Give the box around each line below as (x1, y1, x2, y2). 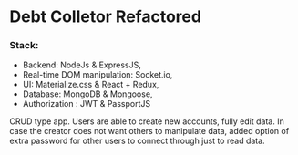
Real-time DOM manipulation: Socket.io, (22, 69, 173, 80)
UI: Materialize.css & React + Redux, (22, 79, 159, 90)
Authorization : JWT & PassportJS (22, 98, 151, 109)
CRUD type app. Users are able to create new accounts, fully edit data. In (9, 116, 284, 127)
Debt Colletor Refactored (9, 6, 202, 27)
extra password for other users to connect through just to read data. (9, 135, 266, 147)
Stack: (9, 39, 39, 52)
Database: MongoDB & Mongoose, (22, 88, 153, 99)
